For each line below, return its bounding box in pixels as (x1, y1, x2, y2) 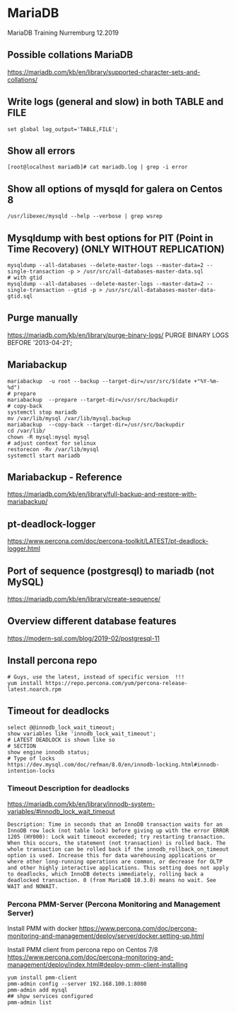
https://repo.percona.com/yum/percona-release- (45, 679, 189, 686)
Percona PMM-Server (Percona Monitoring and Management (7, 899, 220, 909)
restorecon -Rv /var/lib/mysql (7, 446, 100, 453)
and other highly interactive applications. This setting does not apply (7, 864, 230, 871)
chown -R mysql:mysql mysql (7, 434, 90, 441)
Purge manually (7, 312, 78, 324)
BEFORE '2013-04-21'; (7, 338, 73, 346)
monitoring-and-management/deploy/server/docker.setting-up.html (7, 932, 205, 940)
